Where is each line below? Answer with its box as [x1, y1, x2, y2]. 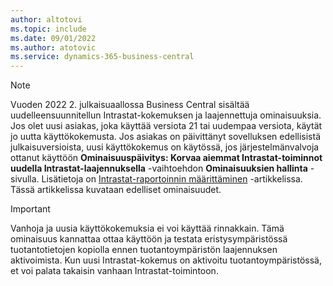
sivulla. [10, 173, 40, 185]
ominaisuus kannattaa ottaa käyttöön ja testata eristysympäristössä [10, 233, 288, 245]
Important [10, 203, 51, 215]
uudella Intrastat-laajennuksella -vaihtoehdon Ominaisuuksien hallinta [10, 162, 308, 175]
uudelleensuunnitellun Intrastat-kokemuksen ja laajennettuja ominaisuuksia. [10, 109, 322, 121]
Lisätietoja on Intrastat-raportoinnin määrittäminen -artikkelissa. [41, 173, 303, 185]
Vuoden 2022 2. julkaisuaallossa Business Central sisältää [10, 99, 250, 111]
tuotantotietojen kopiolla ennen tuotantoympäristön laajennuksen [10, 244, 278, 256]
